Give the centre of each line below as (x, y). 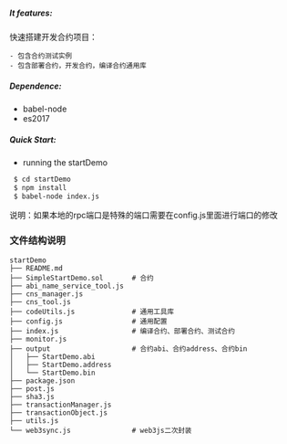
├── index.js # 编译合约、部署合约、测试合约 (122, 331)
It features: (31, 13)
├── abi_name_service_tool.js (67, 286)
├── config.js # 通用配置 (88, 321)
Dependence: (36, 86)
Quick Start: (33, 139)
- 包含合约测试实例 (41, 56)
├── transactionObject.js (58, 412)
